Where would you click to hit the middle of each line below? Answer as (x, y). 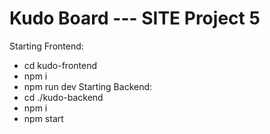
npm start (43, 118)
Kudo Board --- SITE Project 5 (135, 18)
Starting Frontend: (46, 46)
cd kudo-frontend (60, 65)
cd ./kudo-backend (63, 97)
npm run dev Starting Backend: (88, 86)
